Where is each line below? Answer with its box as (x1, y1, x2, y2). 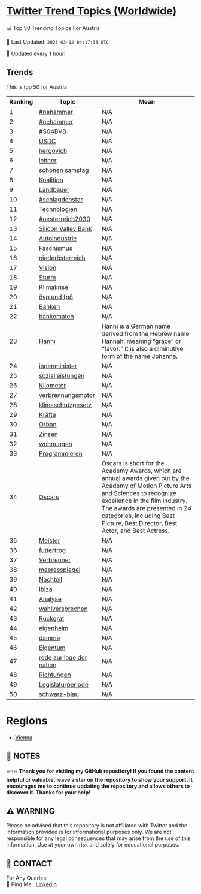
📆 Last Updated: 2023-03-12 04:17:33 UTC (6, 38, 109, 46)
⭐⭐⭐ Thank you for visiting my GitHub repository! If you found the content (6, 767, 194, 775)
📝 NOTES (6, 751, 41, 761)
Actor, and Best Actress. (101, 526, 170, 535)
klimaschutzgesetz (38, 401, 92, 409)
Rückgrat (38, 614, 65, 622)
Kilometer (38, 381, 66, 389)
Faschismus (38, 244, 73, 252)
